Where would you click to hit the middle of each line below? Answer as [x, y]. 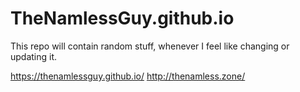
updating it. [34, 56]
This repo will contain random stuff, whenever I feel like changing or [150, 46]
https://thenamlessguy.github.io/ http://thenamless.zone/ [128, 76]
